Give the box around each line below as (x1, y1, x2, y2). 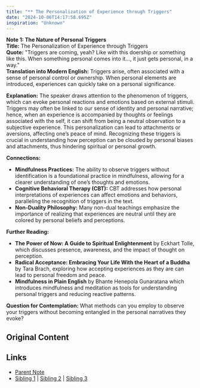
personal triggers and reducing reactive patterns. (14, 291, 136, 298)
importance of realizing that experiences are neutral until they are (14, 210, 176, 218)
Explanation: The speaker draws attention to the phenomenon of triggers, (6, 92, 189, 99)
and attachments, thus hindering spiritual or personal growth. (6, 143, 157, 150)
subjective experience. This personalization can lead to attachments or (6, 124, 181, 131)
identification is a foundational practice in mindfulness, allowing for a (14, 173, 184, 180)
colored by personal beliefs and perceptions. (14, 217, 125, 224)
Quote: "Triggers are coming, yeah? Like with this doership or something (6, 49, 186, 56)
